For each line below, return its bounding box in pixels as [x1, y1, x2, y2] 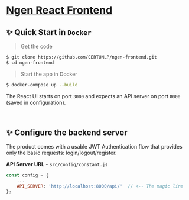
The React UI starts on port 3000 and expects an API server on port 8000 [6, 92, 181, 99]
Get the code [20, 43, 53, 50]
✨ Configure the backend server [6, 128, 128, 138]
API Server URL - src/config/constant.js [6, 161, 108, 168]
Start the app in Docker [20, 70, 78, 78]
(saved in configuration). [6, 99, 66, 106]
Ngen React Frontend [6, 4, 113, 17]
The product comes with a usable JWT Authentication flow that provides [6, 143, 183, 150]
